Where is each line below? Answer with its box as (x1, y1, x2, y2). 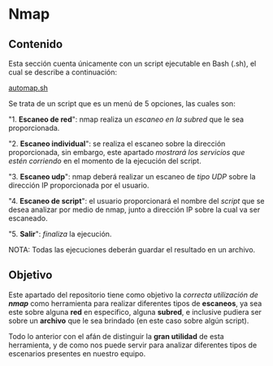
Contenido (8, 37, 63, 51)
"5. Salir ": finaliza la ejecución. (8, 229, 112, 239)
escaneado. (8, 213, 48, 223)
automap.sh (8, 83, 49, 93)
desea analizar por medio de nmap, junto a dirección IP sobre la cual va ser (8, 205, 261, 214)
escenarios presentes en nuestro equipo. (8, 348, 146, 358)
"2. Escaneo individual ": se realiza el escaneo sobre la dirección (8, 139, 226, 149)
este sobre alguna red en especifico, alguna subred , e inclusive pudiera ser (8, 307, 262, 316)
